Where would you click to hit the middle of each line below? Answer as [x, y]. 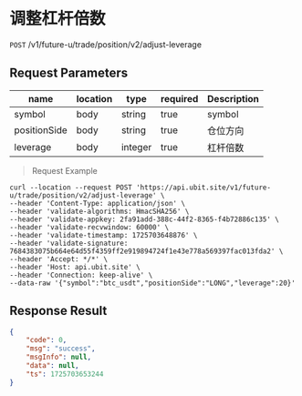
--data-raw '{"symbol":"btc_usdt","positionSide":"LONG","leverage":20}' [153, 283]
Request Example [64, 170]
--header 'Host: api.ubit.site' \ [75, 267]
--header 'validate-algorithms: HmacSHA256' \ [99, 211]
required [180, 98]
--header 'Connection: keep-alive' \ [81, 275]
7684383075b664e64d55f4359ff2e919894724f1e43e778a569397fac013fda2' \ [146, 251]
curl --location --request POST [71, 188]
